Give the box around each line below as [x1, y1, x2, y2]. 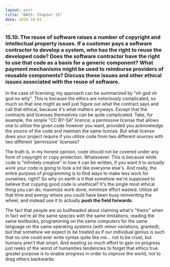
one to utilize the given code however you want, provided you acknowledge [5, 122, 163, 128]
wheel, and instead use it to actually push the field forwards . [5, 197, 133, 203]
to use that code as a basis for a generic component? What [5, 59, 153, 66]
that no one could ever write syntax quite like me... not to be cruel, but [5, 234, 152, 240]
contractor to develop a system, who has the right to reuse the [5, 46, 162, 54]
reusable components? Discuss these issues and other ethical [5, 72, 162, 79]
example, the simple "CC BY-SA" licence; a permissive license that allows [5, 117, 159, 123]
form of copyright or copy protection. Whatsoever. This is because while [5, 154, 157, 160]
